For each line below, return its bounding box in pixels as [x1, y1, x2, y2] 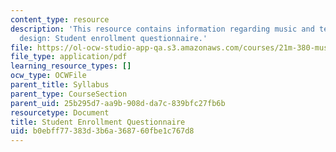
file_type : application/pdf [10, 52, 128, 62]
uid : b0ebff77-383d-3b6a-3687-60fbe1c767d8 [10, 126, 195, 136]
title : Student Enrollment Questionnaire [10, 117, 186, 127]
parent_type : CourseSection [10, 89, 128, 99]
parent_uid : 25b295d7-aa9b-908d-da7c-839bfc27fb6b [10, 98, 226, 108]
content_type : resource [10, 14, 110, 25]
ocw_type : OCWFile [10, 71, 87, 81]
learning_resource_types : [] [10, 61, 132, 71]
